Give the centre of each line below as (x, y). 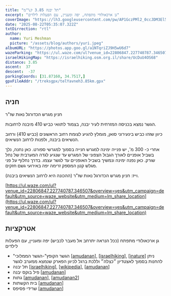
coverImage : (18, 19)
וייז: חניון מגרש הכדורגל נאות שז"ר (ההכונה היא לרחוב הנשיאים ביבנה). (72, 175)
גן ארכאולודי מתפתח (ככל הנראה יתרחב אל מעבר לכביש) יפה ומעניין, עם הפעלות (82, 241)
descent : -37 (20, 72)
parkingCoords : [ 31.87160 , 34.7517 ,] (45, 77)
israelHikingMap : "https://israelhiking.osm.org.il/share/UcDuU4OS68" (82, 57)
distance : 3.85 (21, 62)
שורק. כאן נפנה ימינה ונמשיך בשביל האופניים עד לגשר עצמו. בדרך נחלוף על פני (80, 160)
